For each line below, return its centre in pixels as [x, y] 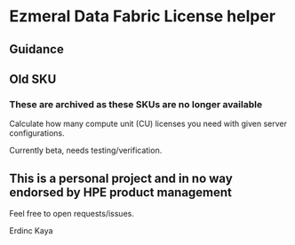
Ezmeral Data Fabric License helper [143, 16]
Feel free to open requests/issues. [72, 214]
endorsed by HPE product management [121, 192]
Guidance [36, 49]
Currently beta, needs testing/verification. [86, 150]
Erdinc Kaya [31, 231]
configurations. [37, 133]
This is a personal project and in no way [121, 178]
